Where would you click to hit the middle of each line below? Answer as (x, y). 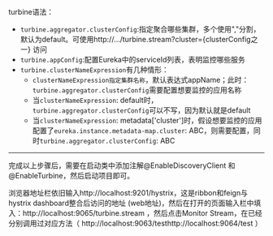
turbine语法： (31, 12)
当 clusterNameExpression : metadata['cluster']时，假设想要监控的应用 (147, 120)
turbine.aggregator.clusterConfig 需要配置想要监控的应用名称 (137, 90)
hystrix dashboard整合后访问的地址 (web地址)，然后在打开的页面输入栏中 (131, 203)
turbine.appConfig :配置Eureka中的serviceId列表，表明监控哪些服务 (132, 60)
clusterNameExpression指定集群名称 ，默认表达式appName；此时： (141, 80)
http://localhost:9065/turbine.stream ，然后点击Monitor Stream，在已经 (142, 213)
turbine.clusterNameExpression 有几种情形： (94, 70)
